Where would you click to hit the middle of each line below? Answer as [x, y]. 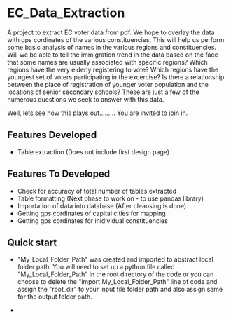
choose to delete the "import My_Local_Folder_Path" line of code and [117, 282]
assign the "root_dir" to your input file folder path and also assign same [120, 290]
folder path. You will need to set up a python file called [96, 267]
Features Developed [52, 135]
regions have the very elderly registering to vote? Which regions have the [113, 69]
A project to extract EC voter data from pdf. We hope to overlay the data [111, 32]
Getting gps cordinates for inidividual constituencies [92, 220]
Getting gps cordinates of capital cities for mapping [91, 213]
